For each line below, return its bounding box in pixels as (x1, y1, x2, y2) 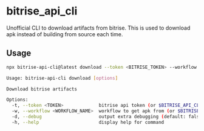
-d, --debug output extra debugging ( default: (12, 113, 186, 120)
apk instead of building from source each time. (6, 30, 123, 37)
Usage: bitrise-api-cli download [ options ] (6, 75, 118, 81)
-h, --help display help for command (12, 119, 165, 125)
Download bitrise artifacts (6, 86, 78, 92)
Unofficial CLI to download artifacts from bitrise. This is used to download (6, 24, 191, 31)
